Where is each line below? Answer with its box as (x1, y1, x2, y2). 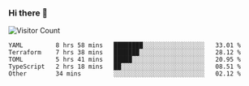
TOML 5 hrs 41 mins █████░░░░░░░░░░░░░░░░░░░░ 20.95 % (8, 56, 242, 64)
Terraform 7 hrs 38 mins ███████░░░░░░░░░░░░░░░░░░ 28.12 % (8, 49, 242, 57)
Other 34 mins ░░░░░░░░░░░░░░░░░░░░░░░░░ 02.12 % (8, 70, 242, 78)
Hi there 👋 (8, 7, 49, 19)
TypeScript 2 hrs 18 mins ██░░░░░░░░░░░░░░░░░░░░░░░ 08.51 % (8, 62, 242, 71)
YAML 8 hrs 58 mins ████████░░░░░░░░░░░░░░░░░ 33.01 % (8, 41, 242, 49)
